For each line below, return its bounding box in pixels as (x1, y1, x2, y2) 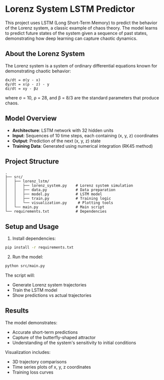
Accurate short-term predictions (12, 329, 78, 335)
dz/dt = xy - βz (5, 86, 38, 91)
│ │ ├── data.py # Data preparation (5, 188, 116, 192)
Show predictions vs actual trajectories (12, 292, 92, 298)
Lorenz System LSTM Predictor (5, 3, 135, 15)
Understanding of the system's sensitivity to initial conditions (12, 340, 136, 346)
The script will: (5, 272, 35, 278)
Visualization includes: (5, 349, 51, 355)
